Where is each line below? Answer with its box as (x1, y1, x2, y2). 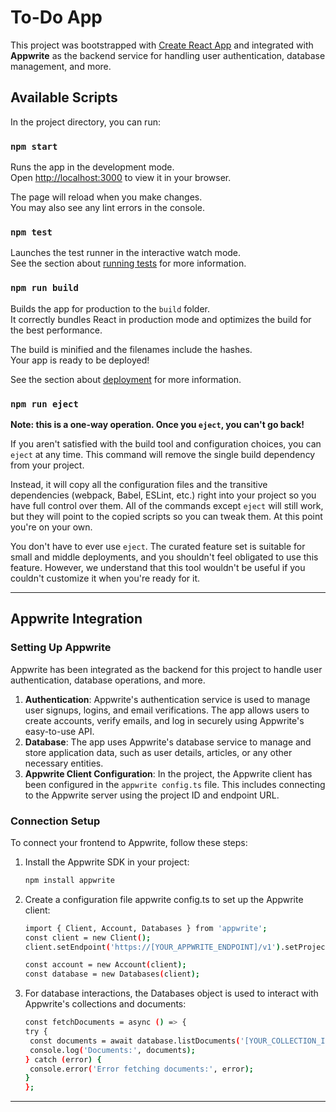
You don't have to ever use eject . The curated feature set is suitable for (10, 540, 306, 552)
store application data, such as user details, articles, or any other (24, 746, 293, 758)
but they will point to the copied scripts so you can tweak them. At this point (10, 510, 323, 522)
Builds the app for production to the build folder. (10, 302, 211, 315)
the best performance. (10, 324, 103, 336)
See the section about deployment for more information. (10, 373, 242, 385)
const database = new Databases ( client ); (24, 969, 201, 980)
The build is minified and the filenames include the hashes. (10, 343, 253, 355)
